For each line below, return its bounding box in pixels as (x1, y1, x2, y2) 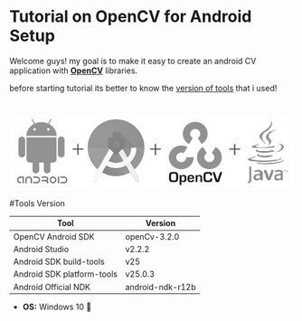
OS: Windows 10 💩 (22, 301, 92, 313)
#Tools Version (9, 197, 66, 209)
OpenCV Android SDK (13, 231, 95, 241)
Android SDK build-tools (13, 256, 106, 268)
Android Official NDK (13, 281, 91, 292)
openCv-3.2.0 (125, 231, 180, 241)
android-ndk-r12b (125, 281, 196, 292)
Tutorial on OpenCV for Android (9, 6, 252, 27)
